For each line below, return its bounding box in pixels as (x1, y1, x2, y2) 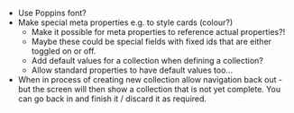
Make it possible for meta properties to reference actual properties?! (31, 27, 286, 37)
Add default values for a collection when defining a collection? (31, 56, 263, 65)
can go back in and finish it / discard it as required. (17, 93, 207, 104)
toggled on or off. (31, 46, 96, 56)
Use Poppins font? (17, 8, 87, 18)
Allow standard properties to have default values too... (31, 65, 233, 75)
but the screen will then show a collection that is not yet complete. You (17, 84, 281, 94)
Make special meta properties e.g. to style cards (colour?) (17, 17, 234, 28)
